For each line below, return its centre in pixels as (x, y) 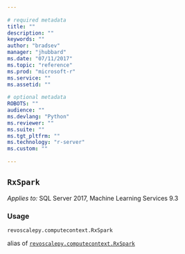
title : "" (21, 26)
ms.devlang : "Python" (38, 116)
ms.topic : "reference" (40, 65)
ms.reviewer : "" (30, 123)
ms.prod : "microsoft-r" (42, 71)
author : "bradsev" (34, 46)
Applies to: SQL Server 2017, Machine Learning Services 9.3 (93, 198)
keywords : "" (26, 39)
